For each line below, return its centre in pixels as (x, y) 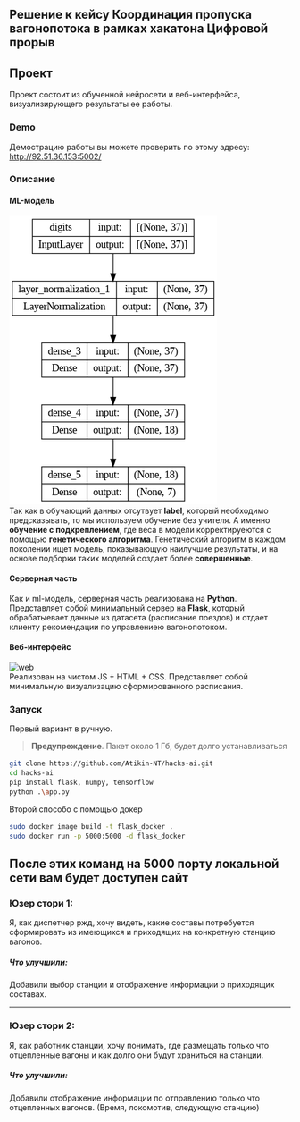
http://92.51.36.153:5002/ (55, 156)
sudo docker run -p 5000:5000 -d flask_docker (97, 836)
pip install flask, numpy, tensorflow (81, 783)
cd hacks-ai (31, 773)
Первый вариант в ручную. (61, 729)
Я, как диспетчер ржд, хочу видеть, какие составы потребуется (132, 923)
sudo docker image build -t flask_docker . (92, 826)
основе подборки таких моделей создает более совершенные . (131, 558)
